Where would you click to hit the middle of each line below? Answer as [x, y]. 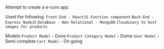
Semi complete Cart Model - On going [44, 41]
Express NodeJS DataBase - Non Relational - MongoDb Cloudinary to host [81, 22]
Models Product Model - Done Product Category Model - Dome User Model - [82, 36]
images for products [27, 27]
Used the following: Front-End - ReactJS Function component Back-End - [80, 17]
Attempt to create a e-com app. [37, 7]
